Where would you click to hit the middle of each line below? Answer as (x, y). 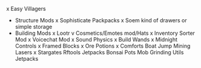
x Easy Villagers (26, 9)
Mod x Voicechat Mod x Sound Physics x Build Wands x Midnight (96, 39)
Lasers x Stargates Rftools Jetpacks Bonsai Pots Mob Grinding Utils (99, 52)
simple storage (34, 27)
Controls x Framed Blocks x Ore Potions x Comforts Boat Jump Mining (103, 46)
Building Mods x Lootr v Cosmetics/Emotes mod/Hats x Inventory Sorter (105, 33)
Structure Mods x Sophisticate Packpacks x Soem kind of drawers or (101, 20)
